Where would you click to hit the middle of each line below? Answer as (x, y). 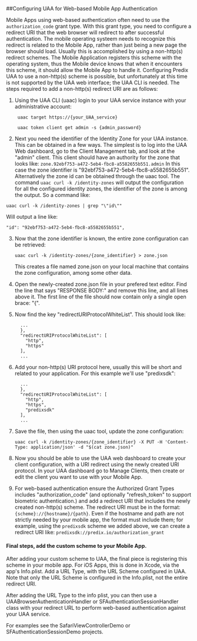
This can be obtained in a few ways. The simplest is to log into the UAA (101, 145)
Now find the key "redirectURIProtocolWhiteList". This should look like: (100, 314)
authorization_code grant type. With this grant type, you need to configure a (99, 26)
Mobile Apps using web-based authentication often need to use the (88, 20)
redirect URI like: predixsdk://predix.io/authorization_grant (89, 532)
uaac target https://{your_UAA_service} (68, 117)
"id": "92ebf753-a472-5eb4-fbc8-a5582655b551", (66, 228)
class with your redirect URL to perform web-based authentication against (96, 608)
